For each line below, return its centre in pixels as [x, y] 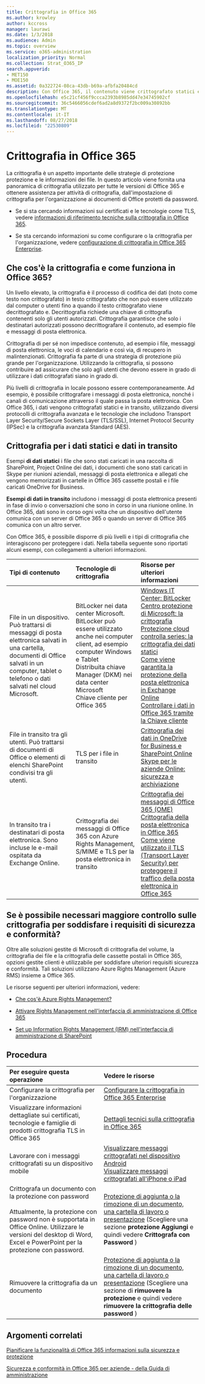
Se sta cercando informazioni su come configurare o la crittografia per [104, 236]
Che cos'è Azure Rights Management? [63, 999]
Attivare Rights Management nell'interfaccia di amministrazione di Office [106, 1010]
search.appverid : [28, 69]
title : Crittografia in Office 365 [52, 12]
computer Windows [104, 652]
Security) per [160, 863]
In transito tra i [30, 824]
